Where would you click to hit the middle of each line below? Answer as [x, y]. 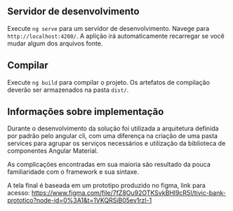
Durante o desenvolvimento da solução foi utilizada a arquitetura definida [113, 128]
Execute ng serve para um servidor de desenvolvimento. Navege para [108, 28]
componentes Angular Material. [53, 151]
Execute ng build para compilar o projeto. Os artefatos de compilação [109, 82]
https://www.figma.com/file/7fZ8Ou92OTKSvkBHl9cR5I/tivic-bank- [128, 193]
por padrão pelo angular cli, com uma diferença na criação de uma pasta [113, 136]
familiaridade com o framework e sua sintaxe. [73, 172]
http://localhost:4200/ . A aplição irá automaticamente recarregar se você [116, 36]
